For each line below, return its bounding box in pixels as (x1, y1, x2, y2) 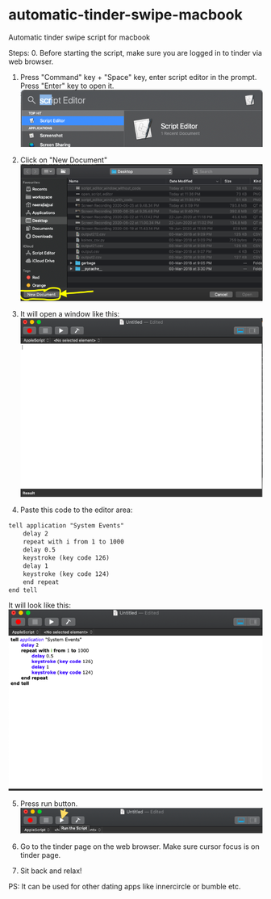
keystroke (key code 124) (23, 570, 110, 578)
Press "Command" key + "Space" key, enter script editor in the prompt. (19, 72, 257, 82)
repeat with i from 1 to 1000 (23, 538, 125, 546)
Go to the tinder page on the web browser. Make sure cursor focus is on (19, 842, 260, 851)
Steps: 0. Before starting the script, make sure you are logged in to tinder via (8, 48, 262, 57)
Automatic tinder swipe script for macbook (8, 32, 151, 42)
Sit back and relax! (19, 866, 82, 876)
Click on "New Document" (19, 155, 107, 165)
